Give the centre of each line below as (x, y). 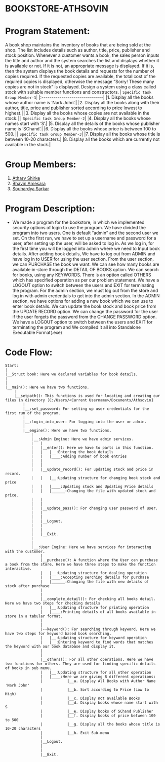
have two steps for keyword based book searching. (58, 633)
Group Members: (41, 165)
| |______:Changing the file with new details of (95, 582)
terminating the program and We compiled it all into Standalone (77, 327)
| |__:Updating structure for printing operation (95, 607)
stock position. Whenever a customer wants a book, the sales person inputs (82, 55)
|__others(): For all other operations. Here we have (97, 659)
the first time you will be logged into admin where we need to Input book (86, 248)
